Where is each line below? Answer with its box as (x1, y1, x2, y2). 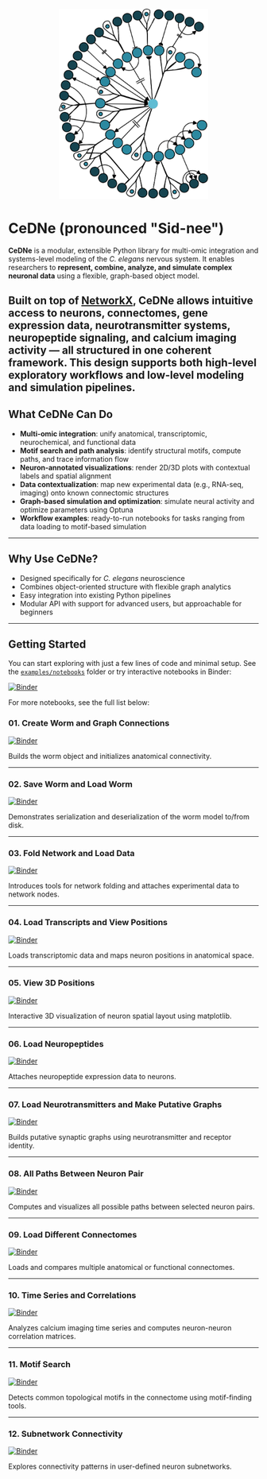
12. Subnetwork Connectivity (8, 1428, 123, 1439)
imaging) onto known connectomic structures (19, 488, 169, 498)
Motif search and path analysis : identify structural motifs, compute (19, 446, 242, 455)
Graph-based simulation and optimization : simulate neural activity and (19, 496, 255, 505)
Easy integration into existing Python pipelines (19, 590, 172, 600)
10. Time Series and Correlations (8, 1289, 137, 1300)
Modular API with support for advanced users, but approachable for (19, 598, 242, 608)
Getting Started (8, 637, 87, 651)
